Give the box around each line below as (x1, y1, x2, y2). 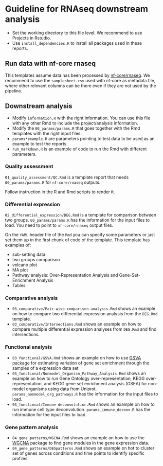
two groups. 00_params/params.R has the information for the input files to (5, 217, 150, 223)
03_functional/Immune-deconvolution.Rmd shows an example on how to (12, 401, 155, 407)
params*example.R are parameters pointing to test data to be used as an (12, 135, 155, 142)
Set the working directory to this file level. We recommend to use (12, 30, 143, 36)
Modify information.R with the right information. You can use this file (12, 115, 151, 121)
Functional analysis (5, 344, 52, 351)
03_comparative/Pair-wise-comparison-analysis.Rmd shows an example (12, 305, 156, 312)
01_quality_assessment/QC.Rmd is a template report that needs (5, 174, 129, 180)
